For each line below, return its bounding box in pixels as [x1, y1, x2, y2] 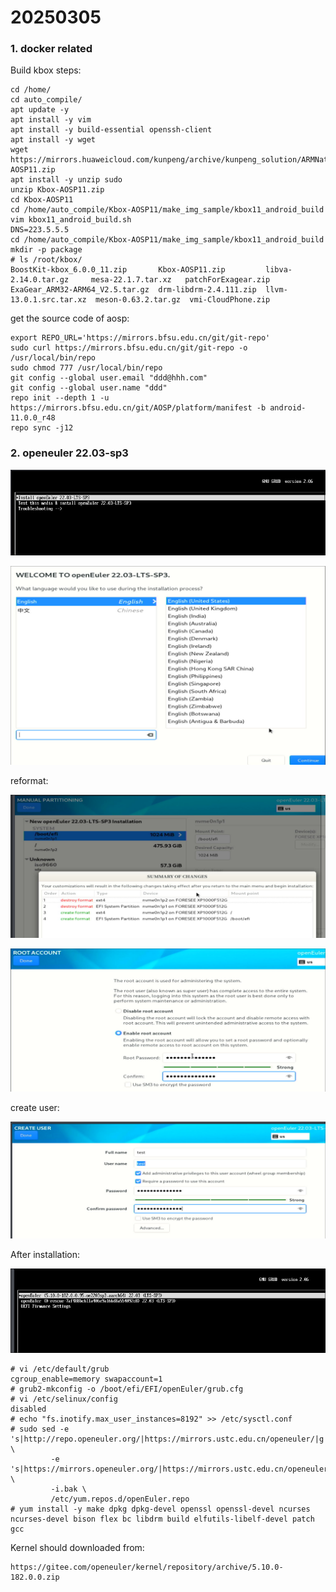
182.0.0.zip [10, 1572, 60, 1582]
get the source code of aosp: [10, 312, 130, 325]
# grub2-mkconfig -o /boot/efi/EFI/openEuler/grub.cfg [10, 1384, 244, 1394]
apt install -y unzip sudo [10, 175, 123, 185]
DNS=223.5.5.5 [10, 225, 70, 235]
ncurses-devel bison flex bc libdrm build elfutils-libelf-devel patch [10, 1514, 315, 1524]
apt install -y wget [10, 135, 97, 145]
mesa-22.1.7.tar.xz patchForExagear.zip [90, 275, 271, 285]
